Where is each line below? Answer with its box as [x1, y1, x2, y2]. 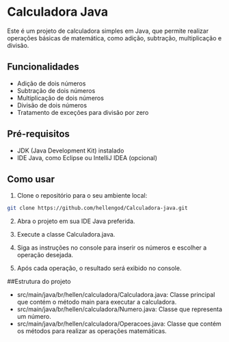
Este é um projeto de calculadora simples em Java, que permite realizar [7, 27, 209, 35]
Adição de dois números [16, 79, 86, 88]
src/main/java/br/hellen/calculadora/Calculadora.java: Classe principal [16, 291, 215, 299]
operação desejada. [16, 251, 74, 259]
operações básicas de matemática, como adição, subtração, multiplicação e [7, 34, 222, 42]
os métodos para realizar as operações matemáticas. [16, 327, 167, 335]
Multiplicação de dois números [16, 94, 105, 102]
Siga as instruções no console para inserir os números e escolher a [16, 244, 207, 252]
